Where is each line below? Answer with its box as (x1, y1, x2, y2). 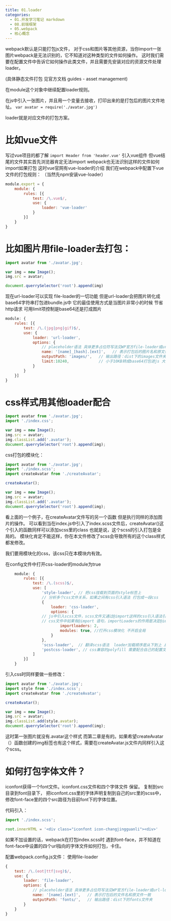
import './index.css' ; (5, 419, 53, 424)
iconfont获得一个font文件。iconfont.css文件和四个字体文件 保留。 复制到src (5, 784, 164, 789)
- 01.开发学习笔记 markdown (10, 17, 65, 22)
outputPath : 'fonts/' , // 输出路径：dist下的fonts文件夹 (32, 897, 153, 902)
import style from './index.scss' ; (5, 686, 81, 691)
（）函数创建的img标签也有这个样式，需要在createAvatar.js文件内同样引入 (5, 740, 160, 746)
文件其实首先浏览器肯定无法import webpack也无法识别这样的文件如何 (14, 159, 160, 165)
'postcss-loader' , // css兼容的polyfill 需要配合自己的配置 (41, 647, 163, 652)
